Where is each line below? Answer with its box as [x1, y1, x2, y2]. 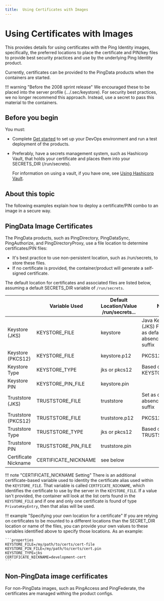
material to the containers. [5, 100, 58, 105]
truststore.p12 [101, 415, 134, 421]
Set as [141, 391, 156, 398]
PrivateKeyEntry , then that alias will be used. [5, 503, 95, 509]
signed [12, 270, 26, 276]
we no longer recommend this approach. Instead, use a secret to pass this [5, 94, 155, 100]
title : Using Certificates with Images [5, 7, 89, 12]
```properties [5, 538, 34, 542]
